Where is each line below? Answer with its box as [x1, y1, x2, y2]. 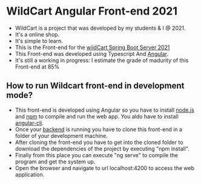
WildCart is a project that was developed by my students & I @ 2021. [15, 24, 186, 32]
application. [15, 171, 45, 178]
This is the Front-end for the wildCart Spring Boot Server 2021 [15, 44, 170, 51]
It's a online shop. [15, 30, 60, 38]
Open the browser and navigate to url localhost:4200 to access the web [15, 164, 195, 171]
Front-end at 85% [15, 63, 60, 70]
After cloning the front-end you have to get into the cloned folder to [15, 138, 183, 146]
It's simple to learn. [15, 37, 64, 44]
